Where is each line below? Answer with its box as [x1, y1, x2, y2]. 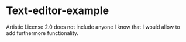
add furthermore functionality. [6, 29, 79, 36]
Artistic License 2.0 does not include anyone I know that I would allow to [6, 23, 180, 30]
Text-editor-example [6, 4, 109, 17]
